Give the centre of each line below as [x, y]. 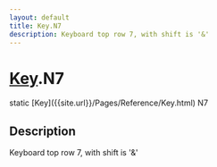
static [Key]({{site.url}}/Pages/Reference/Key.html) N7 [108, 103]
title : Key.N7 [36, 26]
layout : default [39, 17]
